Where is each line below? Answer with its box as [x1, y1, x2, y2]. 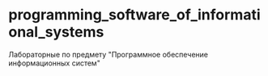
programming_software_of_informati [8, 6, 261, 24]
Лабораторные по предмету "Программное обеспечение [8, 49, 209, 59]
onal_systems [8, 23, 104, 41]
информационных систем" [8, 58, 101, 68]
